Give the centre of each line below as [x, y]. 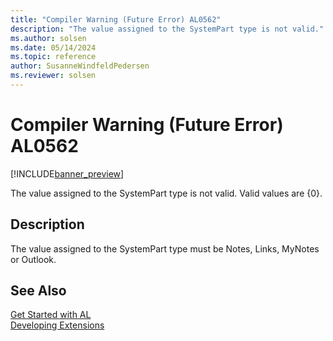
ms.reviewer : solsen [53, 76]
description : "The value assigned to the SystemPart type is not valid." [167, 29]
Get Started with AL [51, 315]
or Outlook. [33, 259]
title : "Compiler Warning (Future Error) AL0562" [116, 19]
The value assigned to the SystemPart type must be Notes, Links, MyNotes [165, 248]
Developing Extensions [57, 325]
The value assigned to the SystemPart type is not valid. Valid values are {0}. [166, 193]
